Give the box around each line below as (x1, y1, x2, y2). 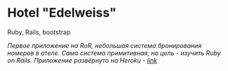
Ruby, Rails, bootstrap (7, 28, 71, 36)
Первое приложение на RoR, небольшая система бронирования (7, 41, 202, 49)
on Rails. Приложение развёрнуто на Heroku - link (7, 56, 158, 64)
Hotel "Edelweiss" (7, 5, 117, 21)
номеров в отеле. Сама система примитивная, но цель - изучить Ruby (7, 49, 221, 57)
